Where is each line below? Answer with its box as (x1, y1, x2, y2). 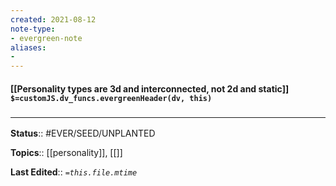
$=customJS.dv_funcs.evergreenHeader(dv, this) (10, 93, 213, 103)
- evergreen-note (10, 33, 83, 43)
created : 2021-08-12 (10, 14, 97, 25)
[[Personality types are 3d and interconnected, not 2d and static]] (10, 82, 290, 95)
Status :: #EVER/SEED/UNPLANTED (10, 127, 156, 140)
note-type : (10, 24, 56, 34)
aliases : (10, 42, 47, 53)
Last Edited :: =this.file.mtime (10, 166, 138, 178)
